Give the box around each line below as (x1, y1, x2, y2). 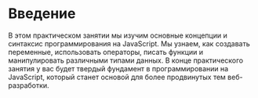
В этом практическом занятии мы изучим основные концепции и (8, 31, 227, 40)
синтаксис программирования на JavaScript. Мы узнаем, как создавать (8, 38, 250, 48)
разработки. (8, 80, 49, 90)
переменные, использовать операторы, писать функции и (8, 47, 204, 56)
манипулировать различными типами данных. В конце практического (8, 56, 244, 65)
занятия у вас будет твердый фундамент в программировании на (8, 64, 229, 73)
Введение (8, 5, 76, 23)
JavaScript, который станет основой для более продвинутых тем (8, 72, 226, 82)
